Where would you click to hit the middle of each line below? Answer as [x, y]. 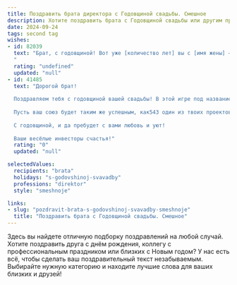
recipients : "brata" [44, 171]
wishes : [19, 40]
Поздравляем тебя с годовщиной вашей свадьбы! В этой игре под [108, 99]
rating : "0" [31, 145]
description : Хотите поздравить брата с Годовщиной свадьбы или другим [115, 20]
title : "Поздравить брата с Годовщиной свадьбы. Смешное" [101, 217]
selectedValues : [31, 164]
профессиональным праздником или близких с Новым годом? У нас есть [119, 251]
